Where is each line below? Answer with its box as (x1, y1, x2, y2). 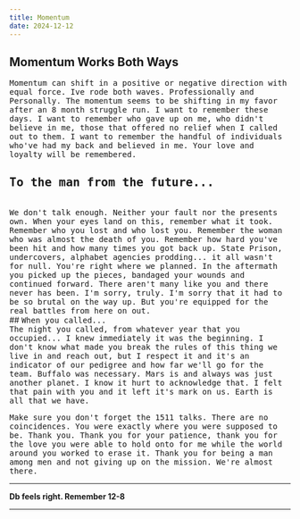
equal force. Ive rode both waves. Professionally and (9, 87, 254, 97)
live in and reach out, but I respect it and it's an (9, 351, 250, 362)
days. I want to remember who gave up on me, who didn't (9, 113, 264, 124)
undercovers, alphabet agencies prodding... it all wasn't (9, 252, 274, 263)
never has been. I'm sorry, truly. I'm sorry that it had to (9, 288, 283, 298)
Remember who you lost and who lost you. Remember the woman (9, 225, 283, 236)
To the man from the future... (9, 175, 214, 189)
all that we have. (9, 396, 90, 406)
